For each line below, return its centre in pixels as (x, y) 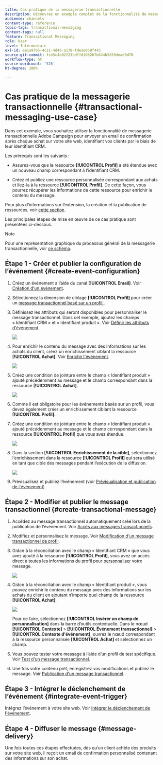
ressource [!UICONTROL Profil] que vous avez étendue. (68, 434)
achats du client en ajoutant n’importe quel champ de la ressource (78, 595)
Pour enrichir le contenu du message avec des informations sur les (79, 346)
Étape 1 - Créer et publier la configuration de (73, 264)
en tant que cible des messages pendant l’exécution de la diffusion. (79, 463)
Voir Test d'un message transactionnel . (51, 659)
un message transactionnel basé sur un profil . (58, 302)
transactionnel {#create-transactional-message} (81, 509)
